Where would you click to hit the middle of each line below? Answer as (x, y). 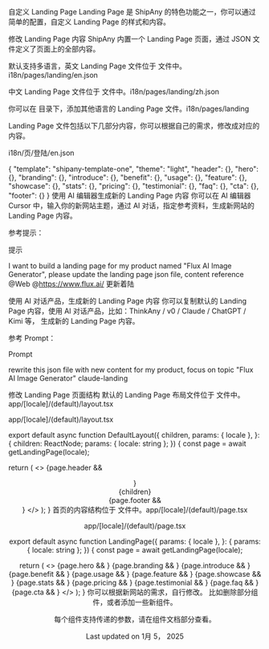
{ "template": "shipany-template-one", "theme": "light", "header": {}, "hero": (134, 169)
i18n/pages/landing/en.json (53, 75)
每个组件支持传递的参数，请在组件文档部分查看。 (135, 619)
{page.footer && (135, 500)
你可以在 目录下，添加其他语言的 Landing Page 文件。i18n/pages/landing (129, 108)
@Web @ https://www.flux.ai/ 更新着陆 (71, 284)
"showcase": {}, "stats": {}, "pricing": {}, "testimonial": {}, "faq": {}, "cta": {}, (134, 186)
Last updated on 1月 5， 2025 (135, 636)
